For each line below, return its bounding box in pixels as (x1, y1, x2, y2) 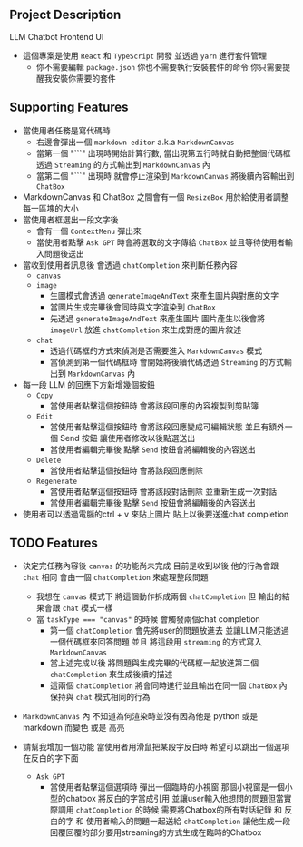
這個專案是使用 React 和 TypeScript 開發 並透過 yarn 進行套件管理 (22, 50, 268, 61)
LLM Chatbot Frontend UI (9, 31, 104, 42)
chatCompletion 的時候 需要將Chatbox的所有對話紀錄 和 (75, 804, 283, 815)
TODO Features (9, 536, 98, 551)
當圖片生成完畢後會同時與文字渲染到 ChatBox (49, 301, 216, 312)
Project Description (9, 7, 122, 23)
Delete (35, 456, 62, 465)
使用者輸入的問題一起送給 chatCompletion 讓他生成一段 (85, 816, 291, 827)
